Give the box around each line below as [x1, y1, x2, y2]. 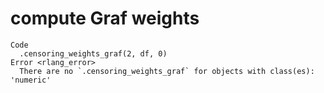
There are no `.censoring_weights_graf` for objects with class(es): [19, 66, 315, 76]
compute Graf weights [10, 7, 200, 30]
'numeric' [10, 75, 52, 85]
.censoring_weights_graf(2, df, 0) [19, 48, 168, 59]
